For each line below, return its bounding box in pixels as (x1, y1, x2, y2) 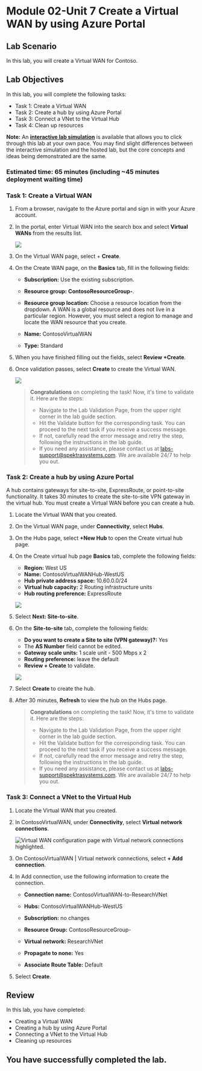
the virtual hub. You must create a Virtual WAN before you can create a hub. (6, 499, 195, 507)
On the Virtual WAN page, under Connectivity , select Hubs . (14, 523, 165, 530)
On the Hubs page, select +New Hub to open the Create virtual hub (14, 534, 183, 542)
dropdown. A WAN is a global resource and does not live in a (24, 306, 175, 313)
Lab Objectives (6, 74, 65, 85)
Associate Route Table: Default (24, 961, 103, 968)
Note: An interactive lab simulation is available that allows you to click (6, 133, 182, 140)
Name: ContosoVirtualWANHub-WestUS (24, 571, 125, 578)
